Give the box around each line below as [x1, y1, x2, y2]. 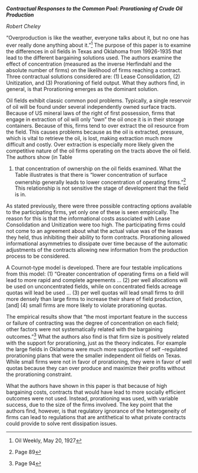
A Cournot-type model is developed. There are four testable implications [6, 264, 183, 271]
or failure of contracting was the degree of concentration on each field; [6, 319, 179, 327]
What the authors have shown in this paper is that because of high [6, 382, 167, 389]
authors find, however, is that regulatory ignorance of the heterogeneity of [6, 407, 187, 414]
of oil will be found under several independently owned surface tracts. [6, 103, 177, 110]
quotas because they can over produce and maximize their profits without [6, 364, 186, 371]
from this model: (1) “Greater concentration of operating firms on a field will [6, 270, 189, 277]
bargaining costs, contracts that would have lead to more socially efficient [6, 388, 186, 396]
